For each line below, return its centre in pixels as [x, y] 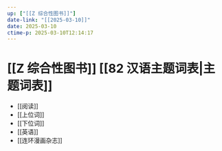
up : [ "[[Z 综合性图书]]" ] [42, 13]
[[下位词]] [31, 124]
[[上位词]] [31, 115]
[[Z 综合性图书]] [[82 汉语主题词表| [106, 69]
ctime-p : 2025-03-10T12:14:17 [51, 33]
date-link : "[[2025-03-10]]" [49, 20]
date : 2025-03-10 [32, 26]
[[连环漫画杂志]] [40, 141]
